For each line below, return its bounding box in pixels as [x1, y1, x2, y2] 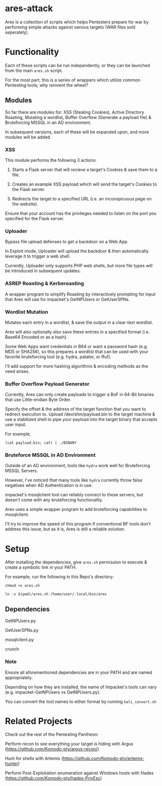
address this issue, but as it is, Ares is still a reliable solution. [5, 526, 126, 532]
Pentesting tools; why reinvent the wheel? [5, 82, 88, 88]
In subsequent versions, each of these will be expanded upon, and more [5, 129, 149, 135]
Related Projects [5, 716, 73, 727]
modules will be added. [5, 134, 52, 140]
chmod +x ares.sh [5, 583, 40, 588]
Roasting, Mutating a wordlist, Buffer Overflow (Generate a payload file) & [5, 114, 151, 120]
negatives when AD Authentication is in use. [5, 482, 93, 489]
